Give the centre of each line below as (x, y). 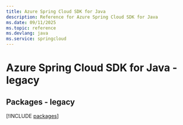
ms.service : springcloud (36, 39)
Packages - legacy (40, 102)
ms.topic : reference (31, 28)
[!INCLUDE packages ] (32, 116)
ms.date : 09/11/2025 (31, 22)
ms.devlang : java (27, 33)
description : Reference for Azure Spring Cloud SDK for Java (82, 17)
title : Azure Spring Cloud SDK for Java (56, 11)
